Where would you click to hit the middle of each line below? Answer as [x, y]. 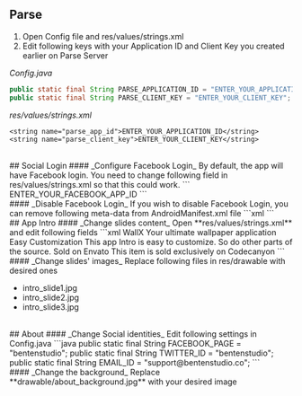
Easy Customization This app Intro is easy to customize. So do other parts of [151, 242]
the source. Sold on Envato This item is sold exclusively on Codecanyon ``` [147, 251]
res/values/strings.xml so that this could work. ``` [100, 184]
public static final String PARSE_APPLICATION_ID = [108, 89]
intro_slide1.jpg [50, 287]
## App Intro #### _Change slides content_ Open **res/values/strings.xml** [151, 223]
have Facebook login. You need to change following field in [119, 175]
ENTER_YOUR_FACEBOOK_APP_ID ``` [78, 194]
